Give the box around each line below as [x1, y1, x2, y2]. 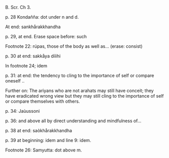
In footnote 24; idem [5, 63, 48, 68]
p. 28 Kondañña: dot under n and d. [5, 14, 79, 20]
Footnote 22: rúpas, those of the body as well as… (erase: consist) [5, 43, 143, 49]
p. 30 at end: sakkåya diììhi [5, 53, 61, 59]
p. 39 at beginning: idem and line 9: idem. [5, 137, 92, 143]
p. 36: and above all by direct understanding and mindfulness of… [5, 118, 142, 124]
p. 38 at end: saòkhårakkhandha [5, 128, 72, 133]
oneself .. [5, 78, 25, 84]
